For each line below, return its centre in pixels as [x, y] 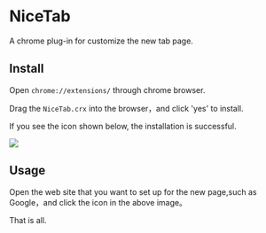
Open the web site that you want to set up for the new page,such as [133, 191]
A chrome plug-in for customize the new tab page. [101, 41]
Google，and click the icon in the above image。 [98, 202]
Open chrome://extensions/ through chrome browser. [107, 89]
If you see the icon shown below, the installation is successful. [123, 126]
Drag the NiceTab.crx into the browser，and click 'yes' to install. [126, 108]
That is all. [28, 220]
